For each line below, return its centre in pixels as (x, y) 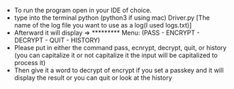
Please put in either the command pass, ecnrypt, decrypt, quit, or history (120, 48)
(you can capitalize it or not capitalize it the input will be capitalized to (116, 55)
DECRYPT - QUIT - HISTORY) (57, 40)
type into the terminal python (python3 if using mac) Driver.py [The (112, 18)
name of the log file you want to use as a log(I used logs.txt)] (103, 25)
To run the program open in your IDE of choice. (83, 10)
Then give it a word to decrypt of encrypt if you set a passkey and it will (119, 70)
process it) (30, 63)
